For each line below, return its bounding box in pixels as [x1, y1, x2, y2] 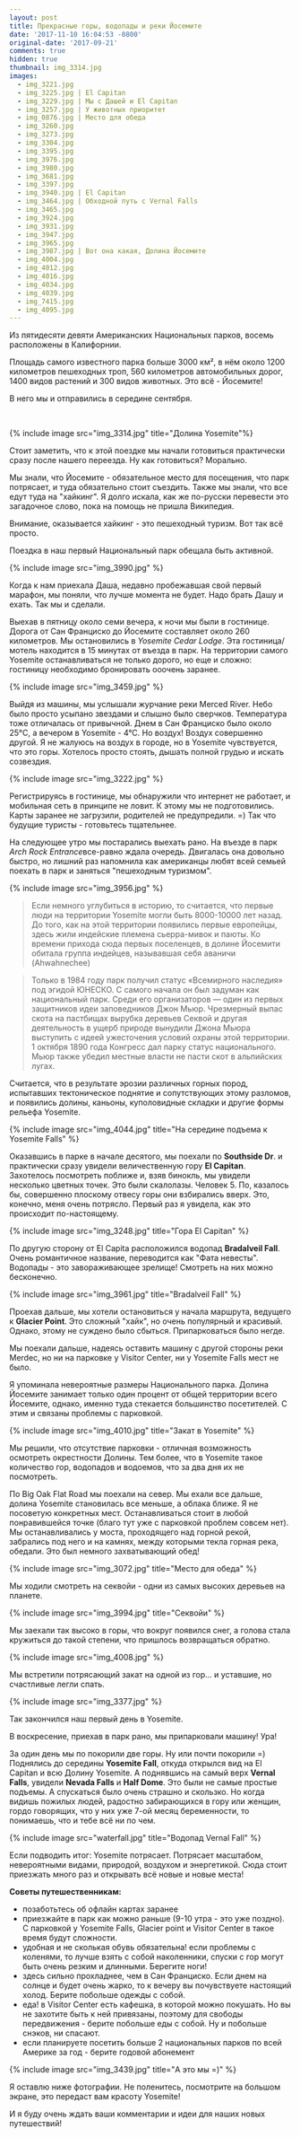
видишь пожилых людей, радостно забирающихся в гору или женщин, [9, 1796, 281, 1807]
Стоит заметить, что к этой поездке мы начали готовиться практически [9, 445, 285, 456]
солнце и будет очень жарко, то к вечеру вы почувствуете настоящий [21, 1980, 292, 1991]
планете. [9, 1590, 43, 1601]
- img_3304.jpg [17, 138, 74, 147]
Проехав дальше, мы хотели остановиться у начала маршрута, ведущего [9, 1307, 292, 1318]
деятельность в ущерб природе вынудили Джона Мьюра [30, 1022, 251, 1033]
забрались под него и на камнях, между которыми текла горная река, [9, 1537, 279, 1547]
